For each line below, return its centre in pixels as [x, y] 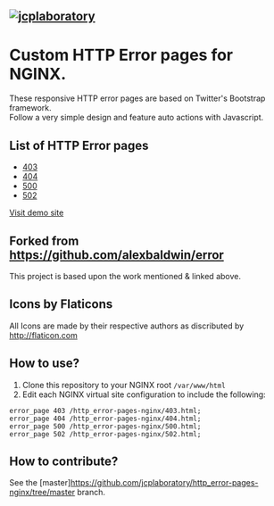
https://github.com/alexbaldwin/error [117, 255]
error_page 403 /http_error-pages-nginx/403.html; [105, 411]
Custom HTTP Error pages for [121, 55]
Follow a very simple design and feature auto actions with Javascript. [137, 118]
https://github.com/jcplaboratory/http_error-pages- [164, 483]
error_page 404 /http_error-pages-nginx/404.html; [105, 419]
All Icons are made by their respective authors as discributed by [127, 326]
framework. [30, 108]
